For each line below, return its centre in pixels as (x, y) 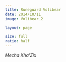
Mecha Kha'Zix (21, 55)
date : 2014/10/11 (23, 14)
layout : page (19, 28)
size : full (16, 37)
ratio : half (17, 41)
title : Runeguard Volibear (33, 10)
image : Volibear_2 (24, 19)
